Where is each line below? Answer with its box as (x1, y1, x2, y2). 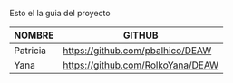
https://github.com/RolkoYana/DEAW (63, 59, 219, 71)
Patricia (14, 44, 47, 57)
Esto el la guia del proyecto (9, 8, 111, 18)
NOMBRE (14, 29, 54, 41)
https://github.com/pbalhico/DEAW (63, 44, 212, 57)
